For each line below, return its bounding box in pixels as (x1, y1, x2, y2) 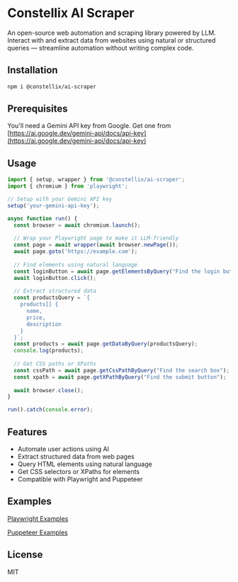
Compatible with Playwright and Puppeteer (17, 475, 143, 483)
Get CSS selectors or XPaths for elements (17, 467, 140, 475)
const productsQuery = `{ (13, 294, 91, 301)
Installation (7, 64, 58, 76)
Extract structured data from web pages (17, 452, 135, 460)
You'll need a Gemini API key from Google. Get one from (7, 122, 171, 130)
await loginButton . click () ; (13, 274, 97, 281)
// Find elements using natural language (13, 261, 138, 268)
